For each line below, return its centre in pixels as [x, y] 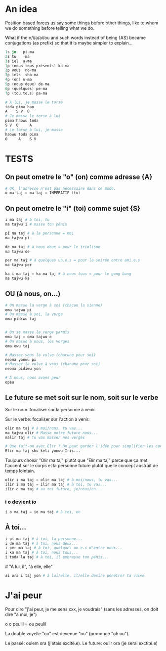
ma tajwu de [17, 251]
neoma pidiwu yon [23, 369]
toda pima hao [20, 107]
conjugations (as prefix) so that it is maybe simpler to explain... [69, 43]
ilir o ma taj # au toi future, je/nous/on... [54, 489]
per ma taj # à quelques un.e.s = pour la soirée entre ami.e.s [73, 260]
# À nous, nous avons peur [33, 378]
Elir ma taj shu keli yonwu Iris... [43, 451]
